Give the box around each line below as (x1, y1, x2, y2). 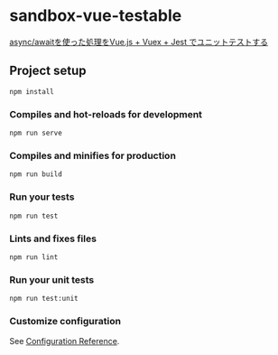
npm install (9, 87, 54, 96)
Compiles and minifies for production (9, 149, 176, 162)
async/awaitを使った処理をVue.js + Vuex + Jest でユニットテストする (9, 36, 269, 47)
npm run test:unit (9, 294, 79, 304)
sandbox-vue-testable (9, 5, 182, 26)
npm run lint (9, 252, 59, 262)
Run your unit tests (9, 273, 95, 285)
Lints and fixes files (9, 232, 97, 245)
